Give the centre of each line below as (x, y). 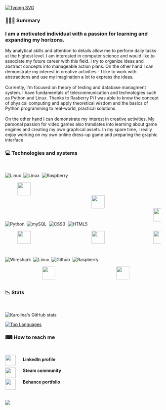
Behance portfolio (42, 382)
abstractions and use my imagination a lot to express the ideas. (69, 77)
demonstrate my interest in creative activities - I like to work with (71, 72)
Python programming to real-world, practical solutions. (61, 108)
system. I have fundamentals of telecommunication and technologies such (81, 93)
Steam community (42, 370)
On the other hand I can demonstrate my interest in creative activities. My (80, 119)
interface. (15, 140)
